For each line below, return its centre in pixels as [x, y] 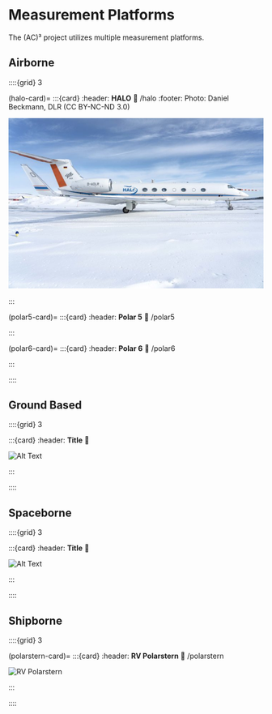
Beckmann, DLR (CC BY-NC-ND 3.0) [69, 106]
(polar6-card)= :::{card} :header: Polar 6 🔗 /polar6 [92, 348]
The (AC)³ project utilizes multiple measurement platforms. [106, 37]
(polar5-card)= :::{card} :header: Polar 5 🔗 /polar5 [92, 317]
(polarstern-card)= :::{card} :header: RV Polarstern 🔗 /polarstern [116, 656]
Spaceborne [40, 513]
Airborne [32, 63]
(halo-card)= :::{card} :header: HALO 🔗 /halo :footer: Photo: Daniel [119, 98]
